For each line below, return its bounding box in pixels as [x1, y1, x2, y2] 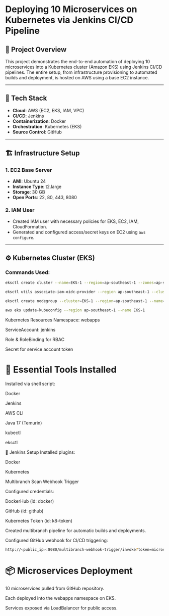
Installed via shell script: [5, 381, 55, 387]
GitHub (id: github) [5, 508, 44, 514]
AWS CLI [5, 410, 24, 416]
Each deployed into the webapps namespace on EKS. [5, 595, 116, 601]
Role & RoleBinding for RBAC [5, 336, 64, 342]
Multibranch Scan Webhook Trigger [5, 479, 79, 485]
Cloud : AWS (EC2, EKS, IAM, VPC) [12, 107, 84, 113]
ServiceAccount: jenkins [5, 326, 56, 333]
